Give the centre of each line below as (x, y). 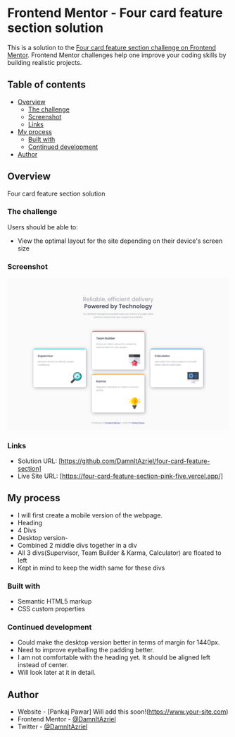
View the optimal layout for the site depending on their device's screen (120, 241)
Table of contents (46, 85)
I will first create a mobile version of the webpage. (90, 515)
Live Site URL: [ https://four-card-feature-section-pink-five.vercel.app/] (120, 476)
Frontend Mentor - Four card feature (115, 13)
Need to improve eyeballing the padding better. (86, 650)
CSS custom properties (51, 609)
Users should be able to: (43, 227)
